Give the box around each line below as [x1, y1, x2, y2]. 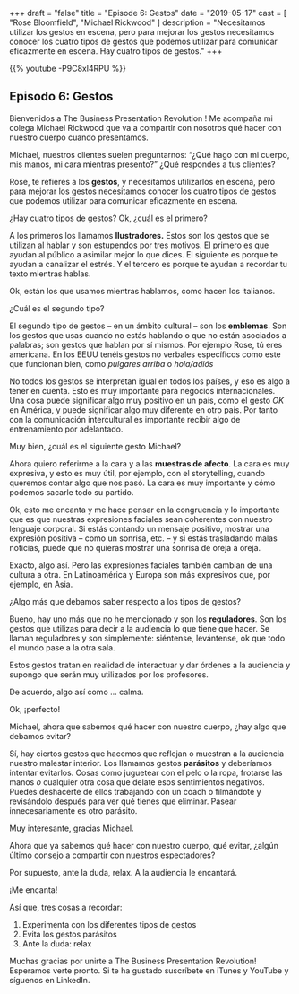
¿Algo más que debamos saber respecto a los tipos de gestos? [9, 596, 242, 606]
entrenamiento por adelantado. [9, 423, 124, 434]
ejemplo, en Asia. [9, 579, 73, 589]
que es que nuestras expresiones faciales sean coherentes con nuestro [9, 513, 273, 524]
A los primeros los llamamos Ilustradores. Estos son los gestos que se [9, 230, 269, 240]
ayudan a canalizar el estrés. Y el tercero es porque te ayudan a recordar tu [9, 258, 288, 269]
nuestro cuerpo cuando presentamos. [9, 132, 149, 143]
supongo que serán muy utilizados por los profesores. [9, 668, 209, 680]
